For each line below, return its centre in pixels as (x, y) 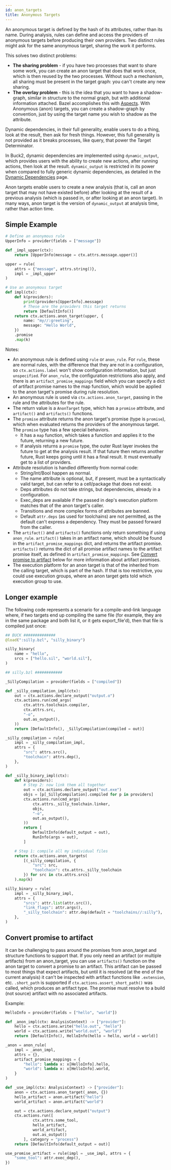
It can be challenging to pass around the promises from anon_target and (81, 950)
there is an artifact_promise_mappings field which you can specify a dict (89, 381)
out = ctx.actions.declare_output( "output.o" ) (65, 696)
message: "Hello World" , (50, 326)
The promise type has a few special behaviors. (61, 430)
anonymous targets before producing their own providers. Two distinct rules (85, 40)
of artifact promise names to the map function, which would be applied (87, 386)
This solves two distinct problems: (41, 55)
